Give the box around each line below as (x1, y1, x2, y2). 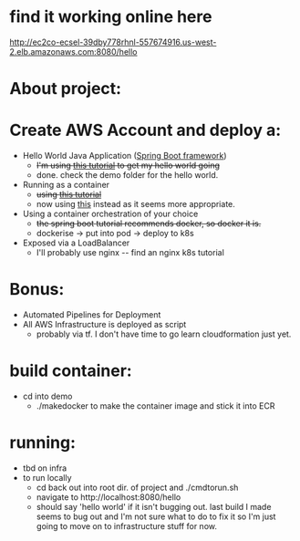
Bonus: (9, 279, 65, 300)
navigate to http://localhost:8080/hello (36, 491, 181, 503)
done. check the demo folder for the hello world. (36, 170, 219, 181)
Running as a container (22, 180, 110, 191)
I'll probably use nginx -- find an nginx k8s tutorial (36, 247, 225, 258)
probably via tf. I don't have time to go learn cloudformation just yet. (36, 328, 292, 339)
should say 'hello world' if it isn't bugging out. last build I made (36, 501, 272, 512)
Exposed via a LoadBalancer (22, 237, 130, 248)
